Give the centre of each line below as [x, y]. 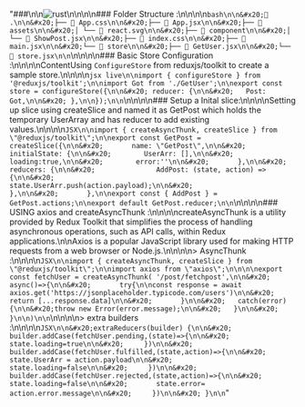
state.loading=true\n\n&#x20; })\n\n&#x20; [102, 344]
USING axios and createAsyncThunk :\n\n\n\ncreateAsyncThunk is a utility [148, 212]
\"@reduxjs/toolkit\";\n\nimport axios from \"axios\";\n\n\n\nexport [146, 269]
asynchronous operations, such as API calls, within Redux [117, 231]
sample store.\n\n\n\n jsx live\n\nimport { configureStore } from [135, 74]
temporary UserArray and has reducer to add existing [110, 119]
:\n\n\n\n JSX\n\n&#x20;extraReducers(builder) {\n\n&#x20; [121, 328]
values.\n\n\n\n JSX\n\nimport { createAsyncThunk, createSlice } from [143, 129]
